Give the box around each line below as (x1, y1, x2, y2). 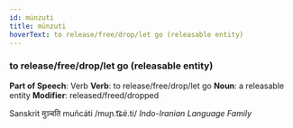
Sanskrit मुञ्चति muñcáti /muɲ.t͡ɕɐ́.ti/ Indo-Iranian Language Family (9, 107, 252, 118)
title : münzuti (9, 22, 67, 31)
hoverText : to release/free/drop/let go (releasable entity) (9, 30, 244, 39)
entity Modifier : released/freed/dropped (9, 89, 160, 100)
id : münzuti (9, 13, 54, 23)
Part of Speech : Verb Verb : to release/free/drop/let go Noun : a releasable (9, 80, 285, 91)
